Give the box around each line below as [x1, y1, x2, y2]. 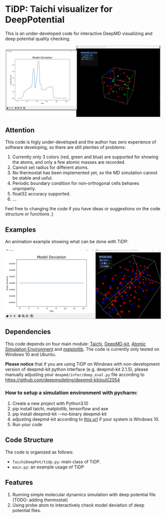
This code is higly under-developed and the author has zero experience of [5, 139, 157, 145]
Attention [5, 126, 35, 134]
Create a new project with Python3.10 [12, 400, 89, 406]
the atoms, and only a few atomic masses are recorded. [12, 159, 126, 165]
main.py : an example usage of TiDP [12, 464, 84, 470]
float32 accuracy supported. [12, 191, 71, 197]
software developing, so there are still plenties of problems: [5, 144, 126, 150]
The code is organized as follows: [5, 449, 74, 455]
